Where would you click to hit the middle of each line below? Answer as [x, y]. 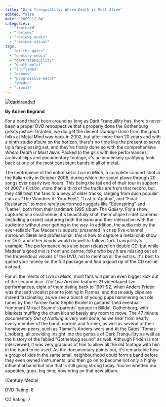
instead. [13, 266]
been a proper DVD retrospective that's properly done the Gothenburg [77, 126]
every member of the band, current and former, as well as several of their [80, 323]
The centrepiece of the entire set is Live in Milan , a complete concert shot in [83, 172]
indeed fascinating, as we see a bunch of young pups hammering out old [80, 297]
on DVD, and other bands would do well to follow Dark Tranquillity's [74, 240]
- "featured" [23, 28]
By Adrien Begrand [25, 111]
